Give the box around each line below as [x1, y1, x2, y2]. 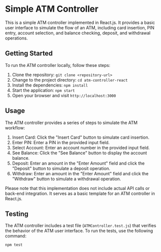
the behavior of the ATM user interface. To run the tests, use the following [5, 228, 153, 234]
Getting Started [5, 49, 53, 58]
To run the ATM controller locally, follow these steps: [5, 62, 110, 68]
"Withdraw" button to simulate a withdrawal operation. [12, 176, 122, 182]
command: [5, 233, 27, 239]
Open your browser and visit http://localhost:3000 [12, 92, 116, 98]
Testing [5, 210, 29, 218]
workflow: [5, 125, 25, 130]
